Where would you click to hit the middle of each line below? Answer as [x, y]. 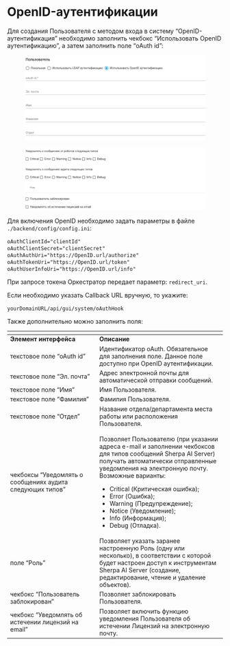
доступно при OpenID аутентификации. [156, 363]
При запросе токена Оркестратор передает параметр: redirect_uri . [107, 282]
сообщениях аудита [39, 482]
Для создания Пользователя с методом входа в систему [91, 31]
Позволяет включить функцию [144, 611]
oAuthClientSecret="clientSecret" [56, 248]
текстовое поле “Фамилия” [49, 399]
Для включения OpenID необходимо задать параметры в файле [101, 221]
